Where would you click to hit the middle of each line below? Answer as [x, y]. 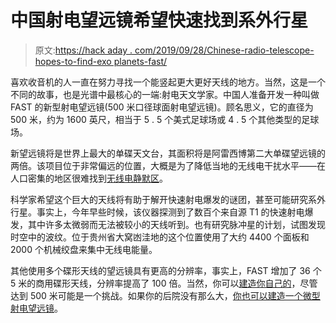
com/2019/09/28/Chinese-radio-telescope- [224, 50]
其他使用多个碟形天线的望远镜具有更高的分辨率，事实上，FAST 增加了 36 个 [166, 270]
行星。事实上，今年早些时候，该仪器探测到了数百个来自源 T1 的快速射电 [157, 212]
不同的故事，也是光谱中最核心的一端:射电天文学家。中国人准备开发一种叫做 [165, 94]
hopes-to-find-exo [73, 61]
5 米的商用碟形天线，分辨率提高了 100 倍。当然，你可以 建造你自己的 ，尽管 [164, 283]
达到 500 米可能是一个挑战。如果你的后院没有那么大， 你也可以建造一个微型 [165, 295]
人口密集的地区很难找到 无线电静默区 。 [89, 178]
